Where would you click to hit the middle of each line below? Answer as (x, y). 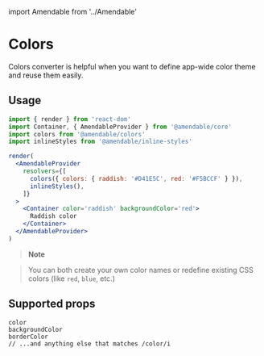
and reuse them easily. (46, 75)
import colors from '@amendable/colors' (77, 134)
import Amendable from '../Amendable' (73, 12)
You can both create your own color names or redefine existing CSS (140, 270)
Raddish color (54, 216)
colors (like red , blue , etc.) (71, 279)
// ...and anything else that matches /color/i (90, 343)
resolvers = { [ (45, 171)
